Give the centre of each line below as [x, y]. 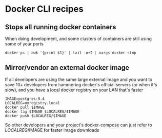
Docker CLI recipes [44, 9]
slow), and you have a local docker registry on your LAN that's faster [74, 90]
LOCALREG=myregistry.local [32, 103]
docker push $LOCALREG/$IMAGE [36, 116]
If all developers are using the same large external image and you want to [79, 79]
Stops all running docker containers [61, 27]
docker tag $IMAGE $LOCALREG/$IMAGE [42, 111]
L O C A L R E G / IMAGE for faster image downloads [52, 130]
